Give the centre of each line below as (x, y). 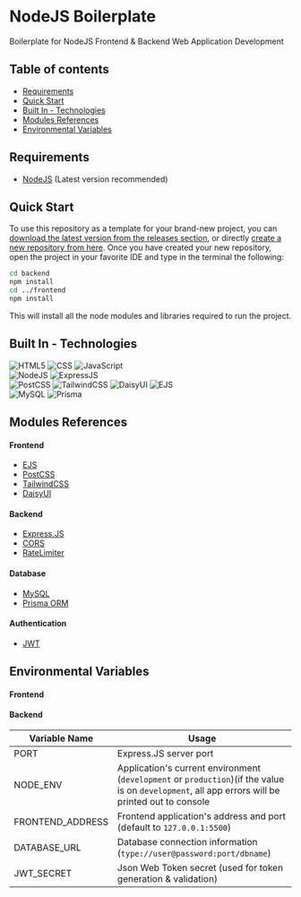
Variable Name (61, 738)
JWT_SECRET (43, 874)
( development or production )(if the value (201, 780)
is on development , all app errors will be (198, 790)
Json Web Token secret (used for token (200, 868)
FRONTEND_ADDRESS (61, 822)
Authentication (38, 624)
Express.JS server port (165, 754)
